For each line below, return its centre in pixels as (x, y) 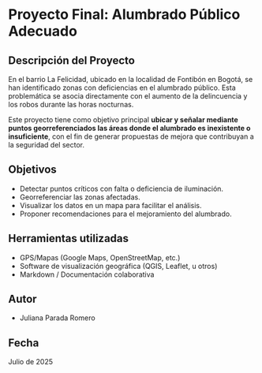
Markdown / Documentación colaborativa (87, 274)
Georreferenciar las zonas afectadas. (80, 197)
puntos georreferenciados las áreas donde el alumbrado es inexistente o (129, 128)
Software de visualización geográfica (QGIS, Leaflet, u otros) (118, 266)
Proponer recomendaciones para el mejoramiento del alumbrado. (125, 214)
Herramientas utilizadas (68, 239)
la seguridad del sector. (47, 145)
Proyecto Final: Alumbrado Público (124, 15)
